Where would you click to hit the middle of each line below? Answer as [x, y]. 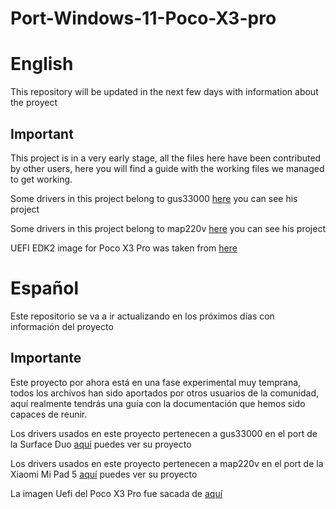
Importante [46, 358]
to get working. [41, 179]
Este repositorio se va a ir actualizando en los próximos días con [142, 316]
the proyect [34, 103]
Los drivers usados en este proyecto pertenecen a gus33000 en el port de [164, 433]
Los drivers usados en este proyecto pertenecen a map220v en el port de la [167, 463]
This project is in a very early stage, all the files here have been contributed [166, 158]
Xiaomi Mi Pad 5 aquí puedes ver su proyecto [104, 474]
